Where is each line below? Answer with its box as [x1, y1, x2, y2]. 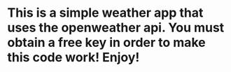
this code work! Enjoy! [7, 50, 140, 66]
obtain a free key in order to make [7, 35, 206, 50]
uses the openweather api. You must [7, 20, 225, 36]
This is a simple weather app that [7, 5, 204, 21]
